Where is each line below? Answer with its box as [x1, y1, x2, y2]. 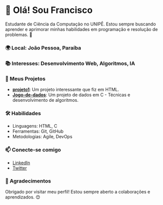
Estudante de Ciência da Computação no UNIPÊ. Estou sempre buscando [5, 21, 156, 27]
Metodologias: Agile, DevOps [12, 134, 73, 140]
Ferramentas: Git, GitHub [12, 128, 64, 134]
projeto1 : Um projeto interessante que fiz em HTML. [12, 87, 120, 93]
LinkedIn [12, 160, 30, 166]
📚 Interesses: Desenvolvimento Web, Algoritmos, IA [5, 60, 136, 67]
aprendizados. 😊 [5, 194, 41, 200]
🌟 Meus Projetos [5, 75, 46, 82]
